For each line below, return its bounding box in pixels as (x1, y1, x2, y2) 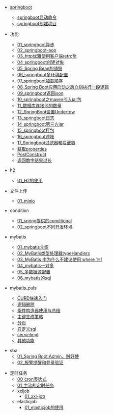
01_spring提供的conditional (17, 218, 72, 223)
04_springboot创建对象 (17, 59, 64, 65)
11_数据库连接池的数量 (17, 103, 62, 108)
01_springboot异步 (17, 42, 55, 48)
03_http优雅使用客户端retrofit (17, 53, 77, 59)
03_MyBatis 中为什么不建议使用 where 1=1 (17, 257, 103, 262)
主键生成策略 (17, 314, 43, 319)
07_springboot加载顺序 (17, 78, 63, 84)
